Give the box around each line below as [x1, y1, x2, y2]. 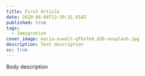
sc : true [6, 47, 28, 53]
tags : [6, 25, 20, 31]
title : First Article [6, 8, 60, 15]
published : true [6, 19, 46, 25]
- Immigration [11, 31, 46, 37]
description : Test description [6, 42, 84, 48]
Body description [6, 63, 49, 70]
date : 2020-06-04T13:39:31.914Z [6, 14, 86, 20]
